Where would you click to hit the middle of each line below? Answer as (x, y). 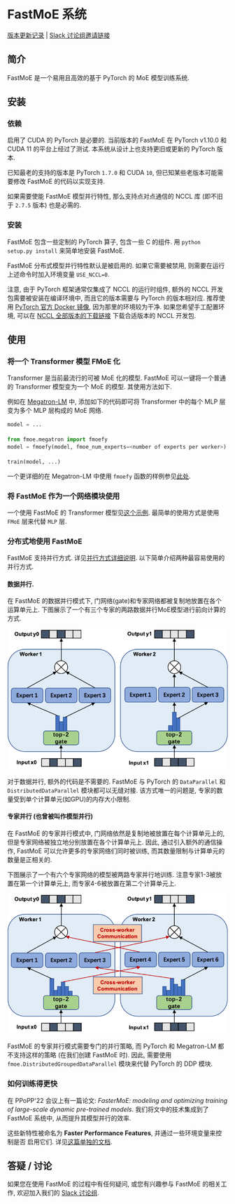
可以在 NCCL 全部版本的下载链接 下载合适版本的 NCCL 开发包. (106, 315)
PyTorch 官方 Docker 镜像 (52, 307)
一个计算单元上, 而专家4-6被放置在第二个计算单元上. (101, 883)
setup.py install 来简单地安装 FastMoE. (66, 251)
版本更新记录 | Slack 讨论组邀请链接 (59, 35)
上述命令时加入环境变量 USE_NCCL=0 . (58, 274)
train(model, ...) (34, 462)
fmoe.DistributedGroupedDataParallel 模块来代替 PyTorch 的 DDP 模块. (110, 1064)
